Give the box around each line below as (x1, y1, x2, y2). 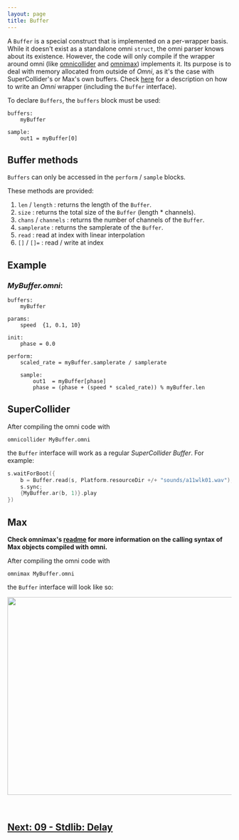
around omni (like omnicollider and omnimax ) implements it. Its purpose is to (7, 59, 231, 68)
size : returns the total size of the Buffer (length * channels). (17, 208, 196, 217)
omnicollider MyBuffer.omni (7, 436, 91, 443)
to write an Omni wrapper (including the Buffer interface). (7, 82, 177, 91)
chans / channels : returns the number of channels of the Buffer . (17, 215, 205, 225)
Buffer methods (7, 154, 78, 166)
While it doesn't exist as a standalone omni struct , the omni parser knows (7, 44, 224, 53)
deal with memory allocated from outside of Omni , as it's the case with (7, 67, 215, 76)
